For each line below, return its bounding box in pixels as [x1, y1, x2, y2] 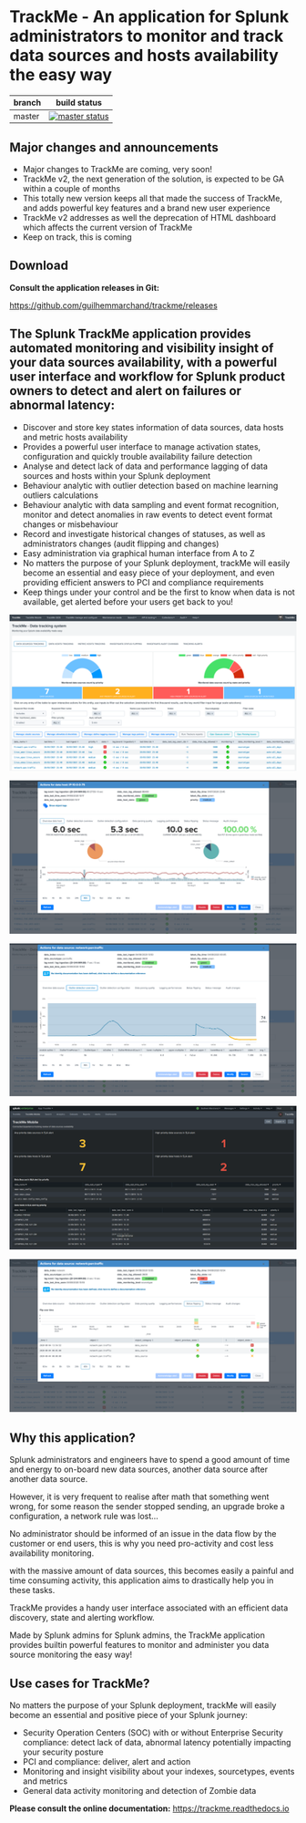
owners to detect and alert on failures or [9, 383, 242, 399]
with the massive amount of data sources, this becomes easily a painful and [9, 1566, 294, 1577]
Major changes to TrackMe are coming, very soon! [22, 164, 212, 174]
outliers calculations [22, 490, 98, 501]
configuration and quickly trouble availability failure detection [22, 451, 253, 461]
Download [9, 258, 68, 274]
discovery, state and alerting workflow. [9, 1612, 155, 1623]
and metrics [22, 1776, 68, 1787]
